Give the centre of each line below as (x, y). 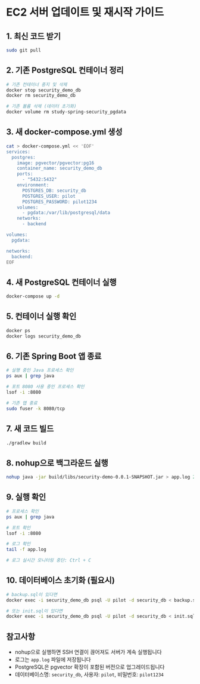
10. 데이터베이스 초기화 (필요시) (60, 580)
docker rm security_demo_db (41, 96)
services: (18, 152)
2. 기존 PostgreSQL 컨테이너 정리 (65, 70)
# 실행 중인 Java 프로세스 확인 (40, 370)
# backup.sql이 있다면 (32, 594)
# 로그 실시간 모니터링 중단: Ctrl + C (49, 560)
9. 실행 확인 (26, 497)
